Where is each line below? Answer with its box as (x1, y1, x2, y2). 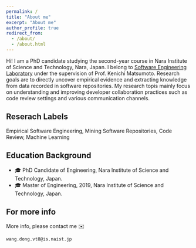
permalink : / (6, 8, 38, 15)
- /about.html (11, 42, 46, 47)
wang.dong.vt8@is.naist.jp (6, 236, 72, 242)
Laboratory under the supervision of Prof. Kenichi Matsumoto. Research (6, 70, 180, 77)
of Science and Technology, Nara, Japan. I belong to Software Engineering (6, 63, 187, 70)
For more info (6, 206, 56, 217)
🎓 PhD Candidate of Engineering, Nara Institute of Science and (14, 167, 169, 174)
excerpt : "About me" (6, 19, 57, 25)
